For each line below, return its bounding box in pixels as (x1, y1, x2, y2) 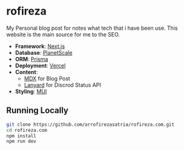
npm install (6, 132, 36, 139)
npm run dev (6, 138, 36, 145)
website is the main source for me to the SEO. (6, 30, 120, 38)
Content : (15, 68, 38, 75)
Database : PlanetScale (15, 49, 73, 56)
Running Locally (6, 105, 68, 116)
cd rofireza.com (6, 127, 47, 133)
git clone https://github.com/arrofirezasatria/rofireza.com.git (6, 121, 174, 128)
